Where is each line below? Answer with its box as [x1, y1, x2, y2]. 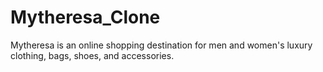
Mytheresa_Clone [10, 6, 161, 29]
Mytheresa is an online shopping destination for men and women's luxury [10, 39, 313, 51]
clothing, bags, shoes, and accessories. [10, 49, 175, 61]
